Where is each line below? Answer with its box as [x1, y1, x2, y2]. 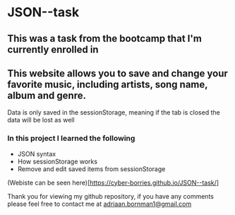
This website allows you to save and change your [7, 67, 228, 79]
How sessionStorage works [17, 157, 97, 165]
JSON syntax [17, 149, 56, 158]
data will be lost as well [7, 116, 76, 124]
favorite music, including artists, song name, [7, 79, 208, 91]
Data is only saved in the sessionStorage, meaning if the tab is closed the [7, 108, 220, 117]
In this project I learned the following [7, 134, 135, 144]
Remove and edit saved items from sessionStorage [17, 164, 166, 173]
